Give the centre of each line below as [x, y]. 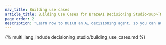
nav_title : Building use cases [37, 10]
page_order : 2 [20, 19]
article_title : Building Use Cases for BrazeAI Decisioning [68, 14]
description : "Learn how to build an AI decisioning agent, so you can [80, 23]
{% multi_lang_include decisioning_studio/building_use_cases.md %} [75, 37]
